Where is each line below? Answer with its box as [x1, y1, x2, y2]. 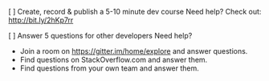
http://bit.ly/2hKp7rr [8, 15, 74, 25]
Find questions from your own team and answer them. [19, 63, 199, 73]
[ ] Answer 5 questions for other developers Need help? [8, 31, 193, 40]
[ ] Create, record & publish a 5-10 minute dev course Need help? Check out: [8, 7, 262, 16]
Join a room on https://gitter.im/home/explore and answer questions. [19, 47, 248, 55]
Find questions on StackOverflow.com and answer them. [19, 55, 208, 64]
